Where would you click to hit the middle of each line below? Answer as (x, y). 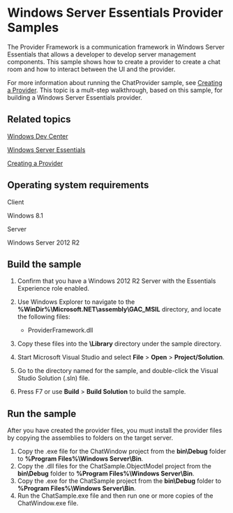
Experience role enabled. (53, 289)
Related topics (39, 120)
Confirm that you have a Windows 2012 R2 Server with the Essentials (116, 281)
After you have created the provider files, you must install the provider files (115, 431)
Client (16, 202)
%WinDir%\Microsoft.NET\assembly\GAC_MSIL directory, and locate (119, 309)
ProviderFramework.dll (60, 330)
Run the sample (42, 414)
